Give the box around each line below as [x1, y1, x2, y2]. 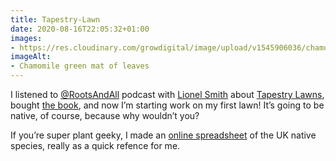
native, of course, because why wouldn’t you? [10, 110, 200, 121]
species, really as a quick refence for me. [10, 140, 181, 151]
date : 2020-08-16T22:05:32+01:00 [10, 24, 150, 34]
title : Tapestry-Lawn [10, 14, 101, 25]
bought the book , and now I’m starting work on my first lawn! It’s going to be [10, 99, 325, 111]
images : [10, 33, 43, 43]
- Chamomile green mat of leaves [10, 61, 150, 71]
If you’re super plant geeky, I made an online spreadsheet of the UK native [10, 129, 317, 141]
